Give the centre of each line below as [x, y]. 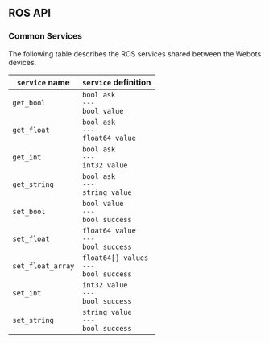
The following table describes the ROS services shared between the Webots [135, 54]
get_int [27, 157]
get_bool [29, 103]
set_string [33, 320]
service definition [116, 82]
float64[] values [115, 258]
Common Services [46, 36]
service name [43, 82]
